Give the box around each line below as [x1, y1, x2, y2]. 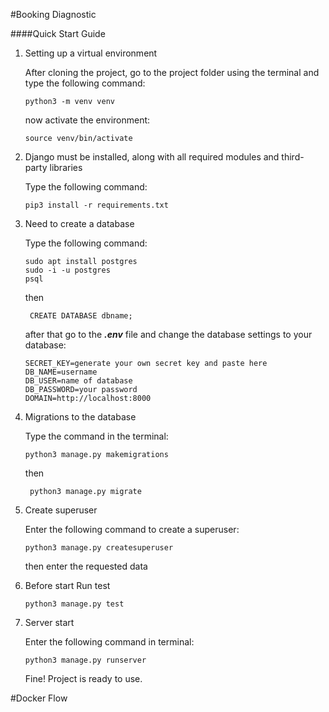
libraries [49, 162, 83, 173]
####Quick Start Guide [10, 28, 106, 39]
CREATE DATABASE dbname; [29, 311, 133, 321]
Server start [24, 617, 75, 628]
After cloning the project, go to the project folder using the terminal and [24, 67, 320, 78]
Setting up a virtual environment [24, 47, 158, 59]
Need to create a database [24, 218, 135, 229]
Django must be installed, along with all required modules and [24, 151, 280, 163]
